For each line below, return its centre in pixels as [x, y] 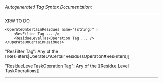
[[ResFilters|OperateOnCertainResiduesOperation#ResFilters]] [67, 56]
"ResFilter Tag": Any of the [32, 51]
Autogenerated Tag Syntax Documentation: [49, 7]
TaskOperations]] [22, 71]
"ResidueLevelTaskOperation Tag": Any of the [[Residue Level [67, 66]
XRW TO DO [17, 21]
